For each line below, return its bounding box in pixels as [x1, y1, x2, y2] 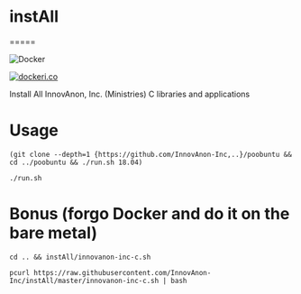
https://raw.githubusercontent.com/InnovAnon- [32, 268, 212, 277]
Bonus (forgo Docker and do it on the [9, 204, 290, 225]
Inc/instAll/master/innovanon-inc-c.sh [9, 276, 160, 285]
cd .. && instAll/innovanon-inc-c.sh [9, 253, 151, 262]
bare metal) [9, 223, 97, 243]
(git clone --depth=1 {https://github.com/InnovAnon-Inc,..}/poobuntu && [9, 150, 293, 159]
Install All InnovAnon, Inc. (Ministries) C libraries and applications [9, 88, 251, 99]
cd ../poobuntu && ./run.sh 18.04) [9, 158, 143, 167]
